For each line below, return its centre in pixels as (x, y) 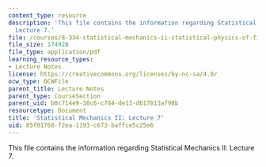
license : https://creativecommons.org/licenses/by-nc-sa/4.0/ (113, 74)
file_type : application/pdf (55, 52)
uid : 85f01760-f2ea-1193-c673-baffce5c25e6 (81, 125)
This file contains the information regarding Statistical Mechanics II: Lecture (131, 147)
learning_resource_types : (51, 60)
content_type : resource (47, 15)
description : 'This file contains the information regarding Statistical (133, 23)
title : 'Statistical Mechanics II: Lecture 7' (86, 118)
